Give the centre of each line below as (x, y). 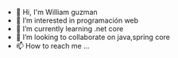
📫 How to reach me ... (52, 46)
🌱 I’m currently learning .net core (70, 29)
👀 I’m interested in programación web (77, 20)
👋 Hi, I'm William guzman (56, 12)
